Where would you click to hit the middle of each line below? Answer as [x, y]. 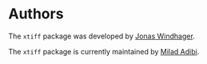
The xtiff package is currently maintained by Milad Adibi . [104, 51]
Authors [36, 14]
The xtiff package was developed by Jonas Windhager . [102, 36]
